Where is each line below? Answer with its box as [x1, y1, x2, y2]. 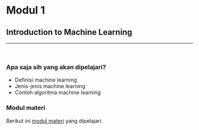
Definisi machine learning [14, 76, 77, 83]
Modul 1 [6, 4, 46, 17]
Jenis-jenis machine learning [14, 83, 86, 90]
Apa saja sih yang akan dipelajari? [6, 63, 107, 71]
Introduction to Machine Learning [6, 27, 132, 37]
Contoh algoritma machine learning [14, 89, 101, 96]
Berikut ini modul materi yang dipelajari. [6, 117, 103, 124]
